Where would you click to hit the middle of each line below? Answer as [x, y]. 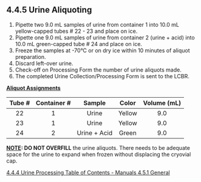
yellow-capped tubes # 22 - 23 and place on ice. [76, 31]
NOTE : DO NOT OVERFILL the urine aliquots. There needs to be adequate [98, 147]
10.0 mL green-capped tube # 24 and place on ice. [79, 44]
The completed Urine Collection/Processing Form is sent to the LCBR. [102, 76]
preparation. [30, 56]
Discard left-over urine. [44, 63]
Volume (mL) [162, 103]
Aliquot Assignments [33, 88]
